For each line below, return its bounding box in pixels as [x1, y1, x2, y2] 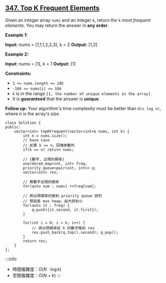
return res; [23, 238, 48, 243]
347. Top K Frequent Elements [5, 4, 100, 12]
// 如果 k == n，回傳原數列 [23, 143, 75, 148]
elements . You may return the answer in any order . [5, 22, 109, 28]
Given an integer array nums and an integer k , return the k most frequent [5, 17, 151, 23]
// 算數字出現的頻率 [23, 179, 59, 184]
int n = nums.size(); [23, 133, 68, 138]
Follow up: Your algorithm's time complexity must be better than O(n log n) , [5, 105, 162, 111]
